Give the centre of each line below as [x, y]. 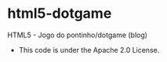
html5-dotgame [60, 14]
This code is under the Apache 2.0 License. [89, 50]
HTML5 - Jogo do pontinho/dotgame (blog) [78, 35]
